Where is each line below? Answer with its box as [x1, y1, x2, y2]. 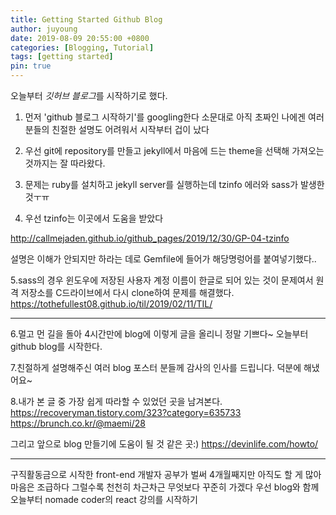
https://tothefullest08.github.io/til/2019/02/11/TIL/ [10, 298, 213, 310]
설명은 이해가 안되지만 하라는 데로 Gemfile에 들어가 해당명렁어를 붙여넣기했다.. [10, 253, 317, 265]
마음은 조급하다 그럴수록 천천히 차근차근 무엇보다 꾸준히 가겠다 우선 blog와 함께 [10, 481, 320, 493]
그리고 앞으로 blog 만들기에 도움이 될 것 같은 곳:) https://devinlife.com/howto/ [10, 438, 319, 450]
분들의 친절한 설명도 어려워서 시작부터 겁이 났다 [24, 124, 210, 135]
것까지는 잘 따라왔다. [24, 157, 106, 169]
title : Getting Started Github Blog [10, 14, 163, 25]
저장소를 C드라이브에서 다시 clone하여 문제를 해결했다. [20, 287, 235, 298]
